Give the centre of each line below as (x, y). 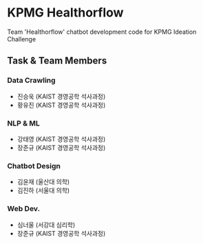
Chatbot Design (34, 165)
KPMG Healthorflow (65, 13)
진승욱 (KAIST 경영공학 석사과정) (61, 96)
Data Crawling (32, 81)
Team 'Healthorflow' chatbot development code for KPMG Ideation (102, 32)
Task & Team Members (57, 61)
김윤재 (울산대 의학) (43, 182)
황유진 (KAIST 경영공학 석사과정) (61, 105)
